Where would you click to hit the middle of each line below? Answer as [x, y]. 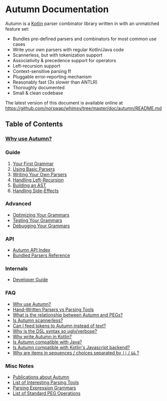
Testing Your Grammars [37, 220]
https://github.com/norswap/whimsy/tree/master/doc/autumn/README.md [83, 108]
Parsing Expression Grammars [44, 388]
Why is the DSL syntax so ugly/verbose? [55, 331]
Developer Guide [30, 280]
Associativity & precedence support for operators [64, 60]
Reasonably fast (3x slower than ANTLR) [55, 82]
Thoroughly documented [39, 87]
